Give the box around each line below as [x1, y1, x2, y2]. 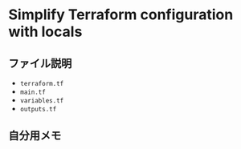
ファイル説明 [8, 56, 72, 70]
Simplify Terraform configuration [8, 6, 234, 24]
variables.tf [19, 97, 64, 105]
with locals [8, 22, 83, 41]
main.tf [19, 88, 46, 96]
